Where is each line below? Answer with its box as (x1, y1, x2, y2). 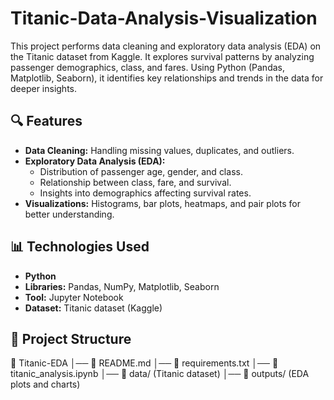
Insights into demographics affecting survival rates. (39, 187, 252, 199)
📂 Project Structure (10, 330, 132, 347)
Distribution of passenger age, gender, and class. (39, 165, 243, 177)
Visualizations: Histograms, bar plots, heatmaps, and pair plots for (24, 197, 301, 209)
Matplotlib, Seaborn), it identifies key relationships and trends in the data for (10, 72, 324, 84)
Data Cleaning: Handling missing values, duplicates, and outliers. (24, 144, 295, 156)
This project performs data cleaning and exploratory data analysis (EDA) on (10, 40, 322, 52)
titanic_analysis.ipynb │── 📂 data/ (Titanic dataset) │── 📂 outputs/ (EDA (10, 368, 310, 380)
